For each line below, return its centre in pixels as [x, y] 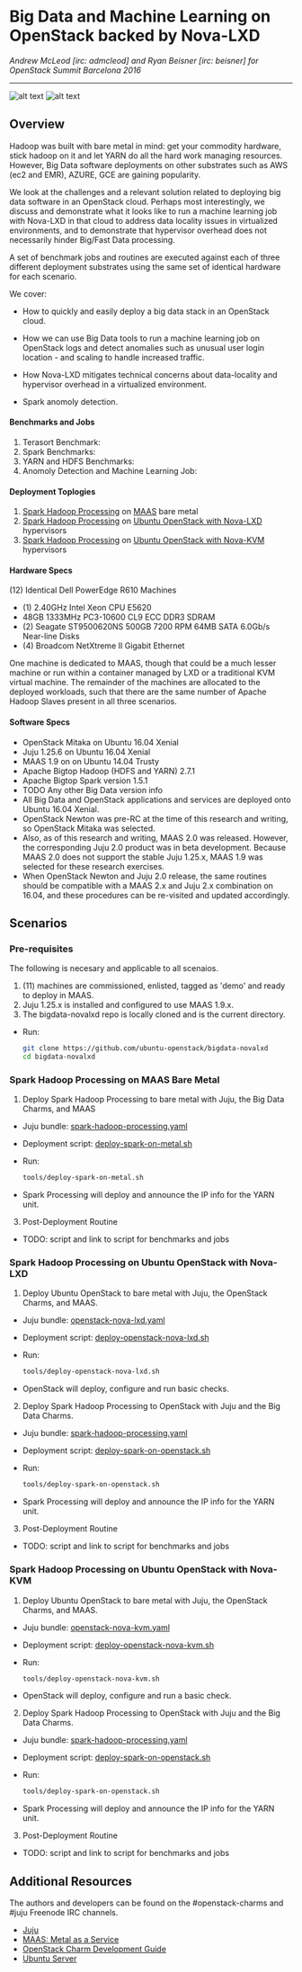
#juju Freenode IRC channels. [64, 1913]
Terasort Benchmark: [62, 442]
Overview [37, 125]
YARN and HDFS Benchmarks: [78, 461]
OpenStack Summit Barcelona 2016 [75, 70]
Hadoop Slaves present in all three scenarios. [93, 701]
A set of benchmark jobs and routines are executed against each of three [145, 257]
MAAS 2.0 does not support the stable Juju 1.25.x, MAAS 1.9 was [142, 857]
